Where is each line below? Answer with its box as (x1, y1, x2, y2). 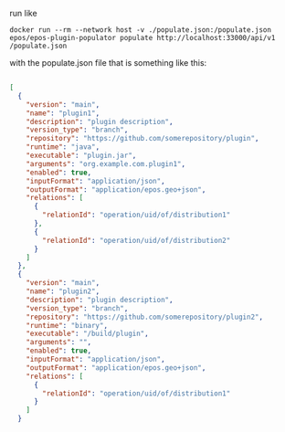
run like (9, 8, 38, 18)
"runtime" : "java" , (26, 142, 100, 152)
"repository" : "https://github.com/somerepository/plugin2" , (26, 312, 263, 321)
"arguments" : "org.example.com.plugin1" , (26, 159, 185, 168)
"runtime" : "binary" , (26, 321, 108, 330)
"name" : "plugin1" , (26, 109, 100, 118)
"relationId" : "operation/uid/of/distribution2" (42, 236, 231, 245)
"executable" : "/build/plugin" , (26, 329, 149, 339)
